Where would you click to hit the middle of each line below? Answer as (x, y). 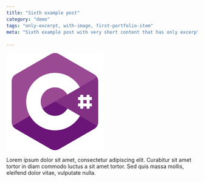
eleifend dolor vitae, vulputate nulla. (51, 173)
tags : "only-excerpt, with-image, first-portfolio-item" (80, 25)
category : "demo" (28, 19)
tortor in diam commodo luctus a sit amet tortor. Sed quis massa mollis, (95, 166)
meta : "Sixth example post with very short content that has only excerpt (103, 32)
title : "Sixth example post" (43, 13)
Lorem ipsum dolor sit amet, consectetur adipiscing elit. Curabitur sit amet (99, 160)
